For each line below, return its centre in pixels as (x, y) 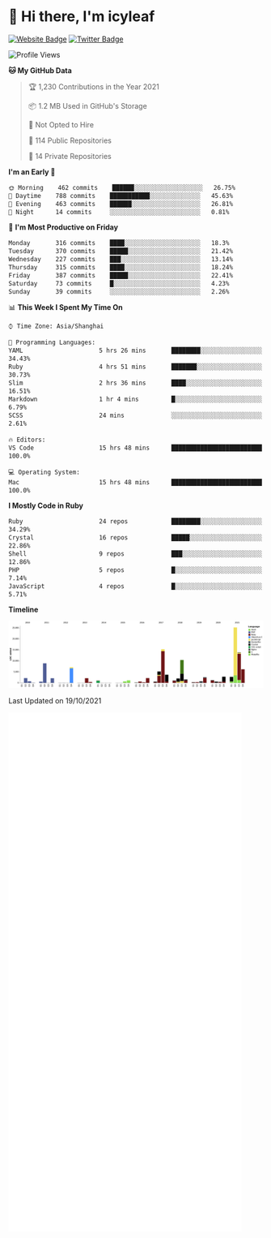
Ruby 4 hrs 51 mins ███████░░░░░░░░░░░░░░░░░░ (135, 367)
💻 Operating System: (44, 472)
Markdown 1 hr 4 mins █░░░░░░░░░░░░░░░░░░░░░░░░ (135, 399)
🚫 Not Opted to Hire (61, 124)
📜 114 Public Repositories (70, 140)
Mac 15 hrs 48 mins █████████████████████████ (135, 482)
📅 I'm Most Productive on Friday (64, 227)
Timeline (23, 609)
